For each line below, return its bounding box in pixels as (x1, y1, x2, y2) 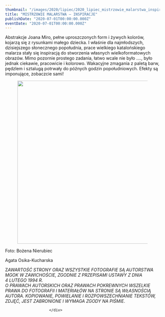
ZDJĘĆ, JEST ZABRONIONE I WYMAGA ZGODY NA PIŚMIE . (5, 298, 125, 304)
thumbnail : (5, 7, 27, 12)
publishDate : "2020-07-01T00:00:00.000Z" (5, 16, 91, 21)
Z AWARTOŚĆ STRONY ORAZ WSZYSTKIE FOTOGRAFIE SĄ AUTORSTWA (5, 267, 154, 273)
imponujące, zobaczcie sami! (5, 71, 64, 77)
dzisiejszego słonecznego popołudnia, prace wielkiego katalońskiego (5, 45, 146, 51)
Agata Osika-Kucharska (5, 258, 53, 263)
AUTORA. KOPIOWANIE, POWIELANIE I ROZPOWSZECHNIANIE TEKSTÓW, (5, 293, 156, 299)
